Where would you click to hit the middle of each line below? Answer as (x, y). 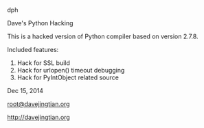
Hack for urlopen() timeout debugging (71, 70)
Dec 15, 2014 (25, 91)
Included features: (33, 50)
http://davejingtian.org (38, 117)
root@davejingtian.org (38, 104)
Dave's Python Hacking (40, 23)
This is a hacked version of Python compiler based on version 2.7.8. (103, 36)
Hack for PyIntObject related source (68, 77)
